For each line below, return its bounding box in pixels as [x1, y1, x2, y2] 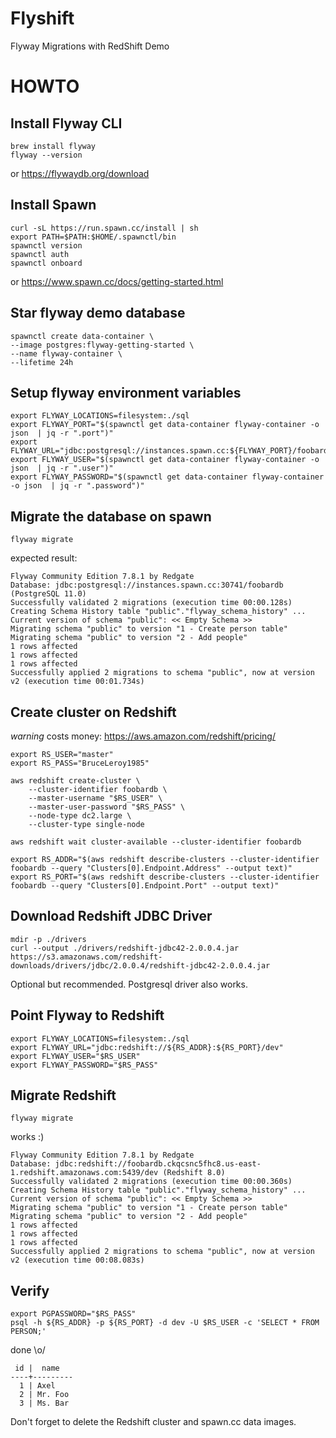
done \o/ [10, 1344, 46, 1356]
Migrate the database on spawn [10, 508, 212, 525]
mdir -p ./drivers [10, 934, 87, 944]
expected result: [10, 552, 78, 564]
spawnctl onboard [10, 258, 83, 268]
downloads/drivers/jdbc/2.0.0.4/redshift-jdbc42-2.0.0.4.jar [10, 960, 271, 971]
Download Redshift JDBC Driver [10, 908, 213, 925]
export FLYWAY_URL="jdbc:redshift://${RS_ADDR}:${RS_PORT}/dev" [10, 1042, 284, 1052]
